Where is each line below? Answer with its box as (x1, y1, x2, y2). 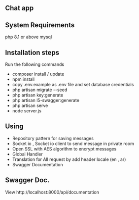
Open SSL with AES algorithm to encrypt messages (12, 146, 117, 151)
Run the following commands (5, 61, 65, 67)
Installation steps (5, 48, 60, 56)
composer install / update (12, 71, 65, 77)
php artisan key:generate (12, 92, 64, 98)
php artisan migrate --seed (12, 87, 68, 93)
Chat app (5, 4, 34, 12)
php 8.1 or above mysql (5, 34, 52, 40)
